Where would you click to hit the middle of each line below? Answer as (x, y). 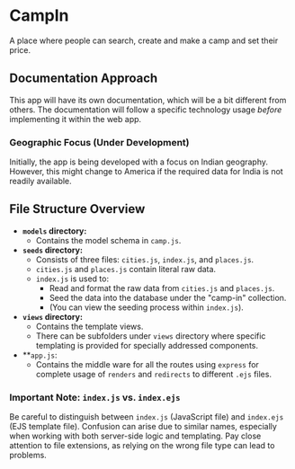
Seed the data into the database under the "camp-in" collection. (168, 297)
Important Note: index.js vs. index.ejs (95, 397)
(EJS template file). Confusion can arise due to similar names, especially (143, 427)
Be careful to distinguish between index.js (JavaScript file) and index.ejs (147, 417)
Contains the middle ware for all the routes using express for (147, 364)
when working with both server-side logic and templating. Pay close (135, 436)
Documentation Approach (84, 79)
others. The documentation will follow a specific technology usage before (146, 110)
